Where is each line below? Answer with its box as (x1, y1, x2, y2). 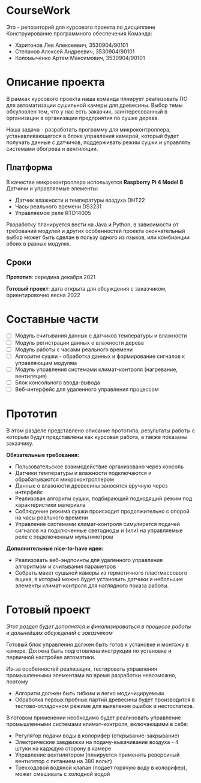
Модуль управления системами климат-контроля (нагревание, (14, 366, 178, 373)
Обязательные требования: (6, 451, 80, 458)
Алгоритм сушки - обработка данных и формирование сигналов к (14, 352, 185, 360)
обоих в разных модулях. (6, 240, 71, 247)
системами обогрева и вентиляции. (6, 145, 98, 152)
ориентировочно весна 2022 (6, 291, 81, 298)
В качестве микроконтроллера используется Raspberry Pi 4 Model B (6, 178, 184, 186)
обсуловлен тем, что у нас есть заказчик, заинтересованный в (6, 107, 168, 115)
